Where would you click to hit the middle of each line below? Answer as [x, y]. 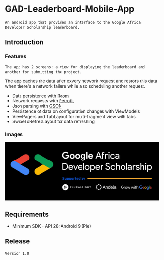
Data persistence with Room [41, 96]
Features [16, 56]
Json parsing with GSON [37, 106]
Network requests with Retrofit [43, 100]
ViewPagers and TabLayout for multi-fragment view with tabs [74, 116]
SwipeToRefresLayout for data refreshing [53, 121]
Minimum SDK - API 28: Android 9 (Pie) [51, 226]
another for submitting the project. [43, 72]
